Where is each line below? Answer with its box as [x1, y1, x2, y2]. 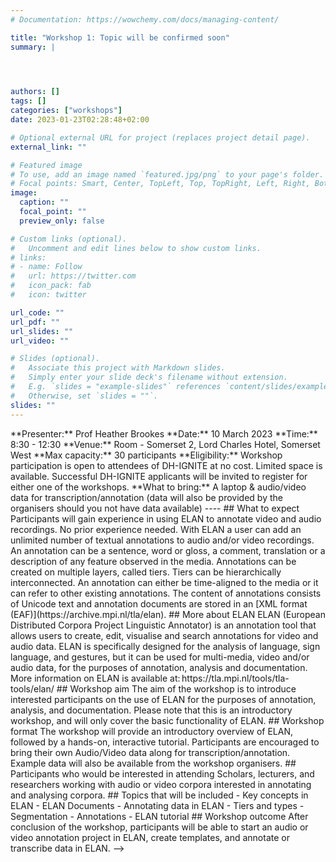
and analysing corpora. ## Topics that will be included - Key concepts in [10, 789, 309, 801]
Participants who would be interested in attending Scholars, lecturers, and [10, 767, 315, 780]
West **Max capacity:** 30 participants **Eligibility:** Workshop [10, 449, 283, 461]
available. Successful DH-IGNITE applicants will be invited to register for [10, 470, 308, 482]
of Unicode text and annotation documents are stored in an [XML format [10, 597, 308, 610]
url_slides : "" [10, 326, 74, 336]
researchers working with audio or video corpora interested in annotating [10, 778, 312, 790]
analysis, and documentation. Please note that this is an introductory [10, 704, 293, 716]
